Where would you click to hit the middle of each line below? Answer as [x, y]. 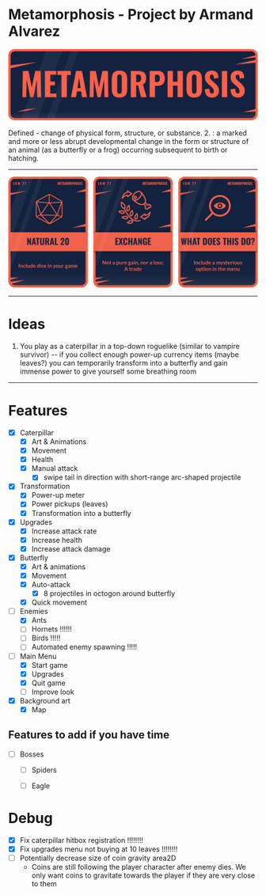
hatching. [24, 158]
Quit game [48, 683]
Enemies [34, 612]
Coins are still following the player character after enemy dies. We [139, 867]
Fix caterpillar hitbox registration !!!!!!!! [82, 840]
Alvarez [34, 31]
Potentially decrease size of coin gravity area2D [98, 858]
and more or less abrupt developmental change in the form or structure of [129, 141]
